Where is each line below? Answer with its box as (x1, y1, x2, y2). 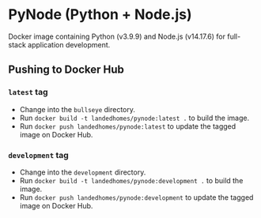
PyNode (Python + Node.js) (8, 6, 192, 24)
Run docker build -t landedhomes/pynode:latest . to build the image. (19, 113, 250, 122)
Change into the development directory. (19, 167, 146, 177)
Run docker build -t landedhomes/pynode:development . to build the (19, 175, 244, 185)
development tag (8, 149, 69, 160)
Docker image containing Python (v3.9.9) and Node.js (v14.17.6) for (8, 32, 226, 41)
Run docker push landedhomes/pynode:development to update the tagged (19, 192, 254, 202)
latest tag (8, 87, 49, 98)
